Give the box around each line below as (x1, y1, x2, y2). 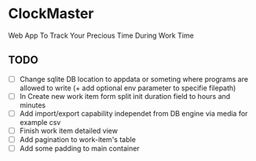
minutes (19, 100, 46, 110)
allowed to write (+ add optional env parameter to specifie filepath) (19, 83, 236, 93)
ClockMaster (8, 5, 94, 23)
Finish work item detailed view (19, 126, 118, 135)
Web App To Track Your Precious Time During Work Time (8, 31, 194, 40)
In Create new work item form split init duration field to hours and (19, 91, 231, 101)
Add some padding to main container (19, 144, 140, 153)
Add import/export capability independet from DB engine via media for (19, 108, 248, 118)
